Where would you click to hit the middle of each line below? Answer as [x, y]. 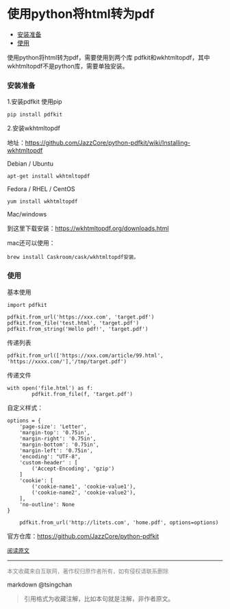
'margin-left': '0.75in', [56, 450]
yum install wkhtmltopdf [42, 202]
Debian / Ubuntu [30, 164]
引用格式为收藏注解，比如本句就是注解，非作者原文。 [99, 598]
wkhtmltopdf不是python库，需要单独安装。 [68, 66]
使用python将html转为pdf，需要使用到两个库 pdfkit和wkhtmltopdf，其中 [108, 57]
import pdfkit [27, 305]
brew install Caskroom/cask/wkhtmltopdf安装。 [73, 258]
